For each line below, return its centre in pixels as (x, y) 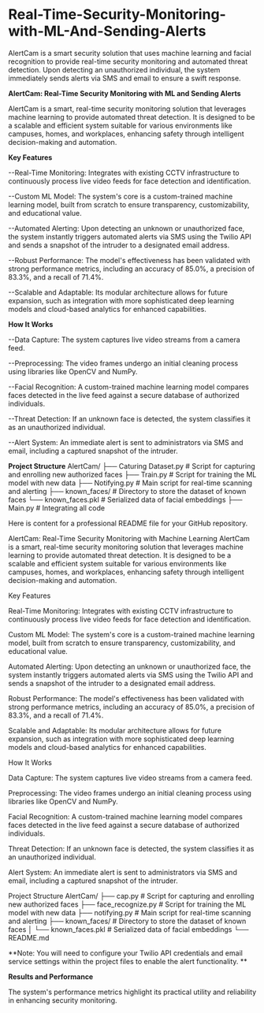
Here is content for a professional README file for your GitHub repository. (128, 523)
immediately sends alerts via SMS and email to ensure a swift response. (125, 78)
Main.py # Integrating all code (56, 508)
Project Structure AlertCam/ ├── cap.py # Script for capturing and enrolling (131, 896)
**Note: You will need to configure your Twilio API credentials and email (125, 953)
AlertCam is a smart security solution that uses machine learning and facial (130, 53)
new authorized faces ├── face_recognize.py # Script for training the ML (127, 904)
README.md (29, 937)
